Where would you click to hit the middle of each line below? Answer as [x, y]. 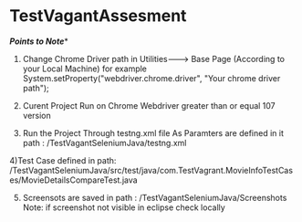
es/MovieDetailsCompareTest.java [74, 180]
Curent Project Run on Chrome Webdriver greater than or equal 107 [149, 105]
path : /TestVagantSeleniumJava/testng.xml [104, 143]
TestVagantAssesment [98, 16]
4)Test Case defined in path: [63, 160]
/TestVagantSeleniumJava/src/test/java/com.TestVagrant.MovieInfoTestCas [151, 170]
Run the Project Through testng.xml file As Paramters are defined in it [153, 132]
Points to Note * [39, 41]
